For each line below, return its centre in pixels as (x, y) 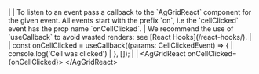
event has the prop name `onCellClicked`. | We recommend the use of (121, 29)
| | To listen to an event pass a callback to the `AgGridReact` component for (130, 12)
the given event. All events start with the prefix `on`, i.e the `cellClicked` (124, 20)
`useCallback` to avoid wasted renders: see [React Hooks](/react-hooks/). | (130, 37)
